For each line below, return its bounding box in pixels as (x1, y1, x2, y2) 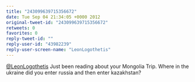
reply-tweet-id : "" (6, 36, 54, 42)
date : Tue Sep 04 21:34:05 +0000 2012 (6, 14, 100, 20)
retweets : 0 (6, 25, 35, 31)
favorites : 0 (6, 30, 38, 36)
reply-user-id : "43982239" (6, 42, 72, 47)
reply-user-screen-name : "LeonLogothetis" (6, 47, 111, 53)
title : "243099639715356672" (6, 8, 77, 15)
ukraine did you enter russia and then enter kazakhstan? (6, 69, 141, 76)
